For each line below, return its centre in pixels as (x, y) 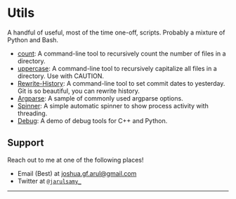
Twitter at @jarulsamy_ (50, 181)
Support (26, 143)
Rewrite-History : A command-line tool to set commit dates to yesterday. (121, 83)
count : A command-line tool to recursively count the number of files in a (122, 53)
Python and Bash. (33, 39)
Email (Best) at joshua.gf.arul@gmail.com (77, 173)
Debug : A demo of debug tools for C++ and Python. (92, 120)
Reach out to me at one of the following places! (76, 160)
